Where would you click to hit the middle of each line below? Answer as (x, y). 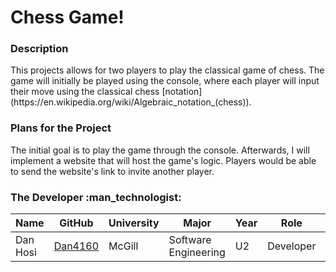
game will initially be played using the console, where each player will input (165, 81)
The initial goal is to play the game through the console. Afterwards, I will (160, 150)
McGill (123, 246)
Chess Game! (67, 17)
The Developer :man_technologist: (96, 197)
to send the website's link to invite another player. (112, 171)
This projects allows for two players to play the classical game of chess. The (167, 70)
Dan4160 (76, 246)
